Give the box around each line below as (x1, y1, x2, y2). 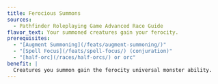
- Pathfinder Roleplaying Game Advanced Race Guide (13, 22, 164, 29)
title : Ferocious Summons (7, 9, 81, 17)
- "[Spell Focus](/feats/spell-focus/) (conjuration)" (13, 48, 173, 55)
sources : (7, 16, 32, 23)
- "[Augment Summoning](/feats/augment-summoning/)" (13, 41, 167, 48)
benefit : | (7, 60, 38, 67)
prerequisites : (7, 35, 51, 42)
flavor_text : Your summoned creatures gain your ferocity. (7, 28, 179, 36)
